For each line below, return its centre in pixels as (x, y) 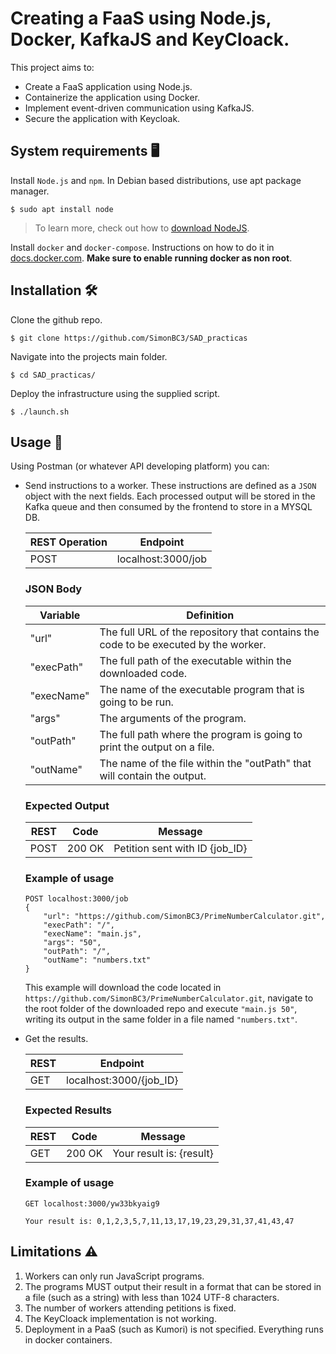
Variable (60, 615)
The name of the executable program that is (202, 689)
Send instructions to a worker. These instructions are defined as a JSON (170, 486)
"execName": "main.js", (92, 934)
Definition (210, 615)
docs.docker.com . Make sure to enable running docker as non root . (151, 258)
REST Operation (68, 542)
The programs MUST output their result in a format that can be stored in (173, 1286)
